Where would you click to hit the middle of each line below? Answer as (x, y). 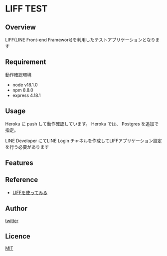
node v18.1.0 (25, 84)
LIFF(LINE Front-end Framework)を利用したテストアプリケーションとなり (80, 40)
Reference (22, 180)
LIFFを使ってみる (30, 192)
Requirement (26, 62)
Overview (21, 27)
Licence (18, 236)
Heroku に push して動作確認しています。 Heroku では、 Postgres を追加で (82, 123)
